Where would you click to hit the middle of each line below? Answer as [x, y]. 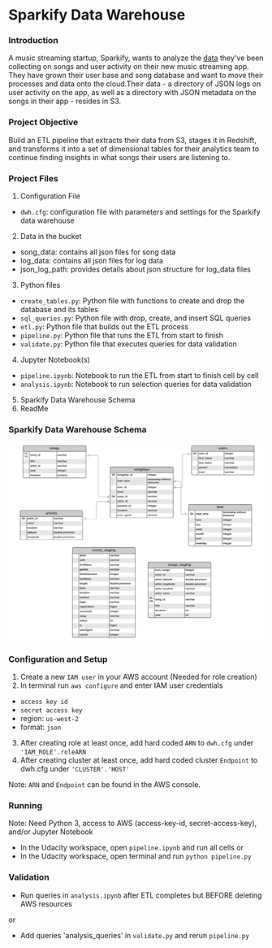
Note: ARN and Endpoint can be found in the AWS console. [105, 784]
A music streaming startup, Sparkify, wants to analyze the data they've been [136, 58]
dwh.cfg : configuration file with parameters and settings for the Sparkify [140, 212]
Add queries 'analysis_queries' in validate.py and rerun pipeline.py [135, 935]
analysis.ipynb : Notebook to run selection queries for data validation [136, 385]
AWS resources [46, 903]
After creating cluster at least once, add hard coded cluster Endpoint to [139, 760]
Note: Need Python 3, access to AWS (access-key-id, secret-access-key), [133, 824]
